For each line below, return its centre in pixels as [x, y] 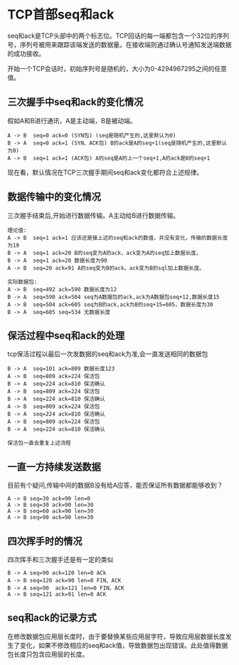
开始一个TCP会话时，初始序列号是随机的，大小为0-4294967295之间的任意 [117, 68]
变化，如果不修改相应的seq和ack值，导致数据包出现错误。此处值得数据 [124, 645]
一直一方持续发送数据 [54, 467]
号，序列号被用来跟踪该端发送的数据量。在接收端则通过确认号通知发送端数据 [119, 44]
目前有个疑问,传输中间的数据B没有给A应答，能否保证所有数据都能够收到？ [115, 486]
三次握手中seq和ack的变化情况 [75, 102]
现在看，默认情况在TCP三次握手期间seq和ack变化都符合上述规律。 [105, 172]
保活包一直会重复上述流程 [39, 443]
